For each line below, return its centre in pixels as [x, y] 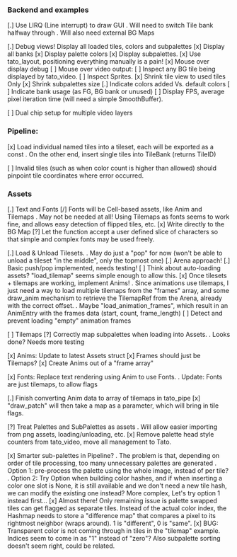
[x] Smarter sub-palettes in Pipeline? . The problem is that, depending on [114, 455]
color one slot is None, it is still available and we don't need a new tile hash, [117, 486]
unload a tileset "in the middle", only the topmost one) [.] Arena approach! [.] [119, 260]
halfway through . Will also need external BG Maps [81, 33]
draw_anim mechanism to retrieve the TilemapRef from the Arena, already [115, 298]
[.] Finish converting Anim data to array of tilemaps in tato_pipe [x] [104, 398]
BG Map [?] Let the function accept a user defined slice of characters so [112, 231]
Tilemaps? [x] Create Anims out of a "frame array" [81, 363]
